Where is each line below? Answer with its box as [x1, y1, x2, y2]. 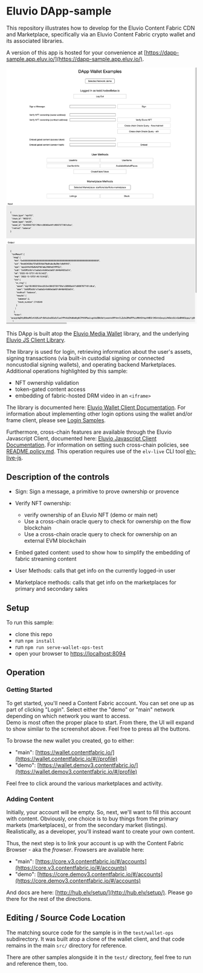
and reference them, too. [6, 960, 68, 967]
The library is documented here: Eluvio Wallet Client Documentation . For [6, 404, 186, 411]
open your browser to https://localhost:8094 [14, 650, 126, 657]
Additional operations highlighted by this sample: [6, 368, 128, 375]
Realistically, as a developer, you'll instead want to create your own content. [6, 828, 195, 835]
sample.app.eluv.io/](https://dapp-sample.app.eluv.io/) [6, 55, 143, 62]
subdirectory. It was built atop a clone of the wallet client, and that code [6, 935, 185, 943]
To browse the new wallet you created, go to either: [6, 737, 135, 744]
